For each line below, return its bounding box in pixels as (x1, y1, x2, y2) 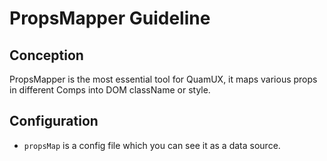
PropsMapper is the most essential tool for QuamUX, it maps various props (9, 73, 318, 85)
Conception (9, 47, 84, 64)
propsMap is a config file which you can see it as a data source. (23, 139, 281, 151)
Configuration (9, 113, 99, 130)
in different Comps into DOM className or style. (9, 84, 211, 96)
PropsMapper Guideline (9, 7, 211, 30)
